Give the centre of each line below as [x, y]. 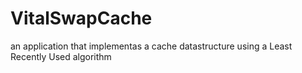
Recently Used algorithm [61, 56]
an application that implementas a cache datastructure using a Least [151, 46]
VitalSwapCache [81, 18]
